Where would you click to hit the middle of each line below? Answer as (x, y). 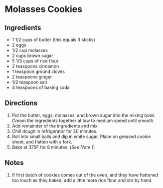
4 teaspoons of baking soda (41, 87)
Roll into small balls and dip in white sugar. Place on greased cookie (81, 136)
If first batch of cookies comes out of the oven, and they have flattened (85, 175)
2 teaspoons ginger (32, 77)
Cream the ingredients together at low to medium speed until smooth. (83, 120)
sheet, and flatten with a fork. (42, 141)
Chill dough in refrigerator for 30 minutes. (55, 131)
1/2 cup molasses (30, 50)
